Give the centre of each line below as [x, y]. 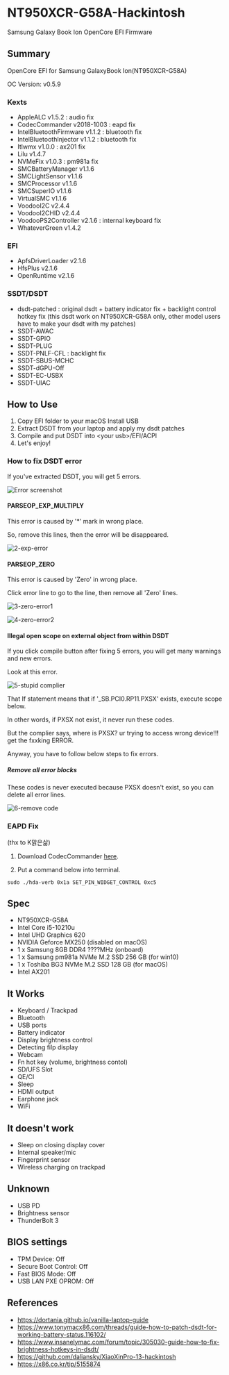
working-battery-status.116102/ [61, 1334]
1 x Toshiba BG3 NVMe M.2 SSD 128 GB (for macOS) [92, 965]
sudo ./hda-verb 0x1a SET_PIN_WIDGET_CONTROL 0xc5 [82, 882]
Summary [29, 54]
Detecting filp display [48, 1047]
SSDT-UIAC [34, 383]
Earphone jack [38, 1099]
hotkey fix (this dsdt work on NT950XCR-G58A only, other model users [119, 316]
